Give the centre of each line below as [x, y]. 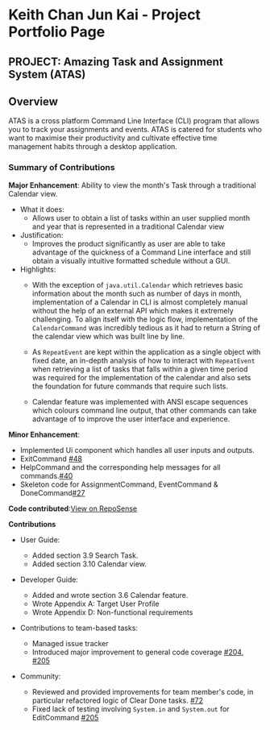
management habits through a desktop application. [93, 147]
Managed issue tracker [70, 643]
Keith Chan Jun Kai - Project [105, 15]
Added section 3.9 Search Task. [85, 555]
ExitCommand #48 [51, 458]
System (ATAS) [47, 74]
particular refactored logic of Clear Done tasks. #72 [118, 700]
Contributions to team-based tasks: [79, 628]
